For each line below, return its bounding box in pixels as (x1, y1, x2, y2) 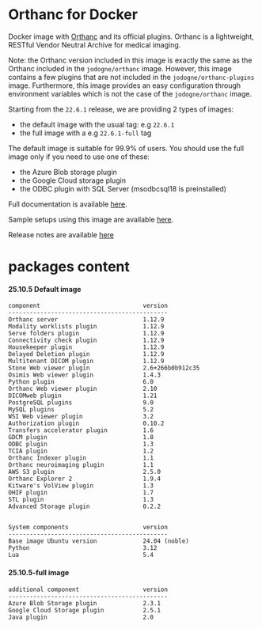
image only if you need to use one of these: (8, 152, 150, 161)
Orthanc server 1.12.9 (8, 316, 165, 324)
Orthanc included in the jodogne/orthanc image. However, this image (8, 63, 232, 73)
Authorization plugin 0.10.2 (8, 419, 165, 428)
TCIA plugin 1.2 (8, 447, 154, 456)
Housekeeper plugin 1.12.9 (8, 343, 165, 351)
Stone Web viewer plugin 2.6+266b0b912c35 (8, 364, 200, 373)
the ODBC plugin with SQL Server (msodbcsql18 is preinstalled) (19, 184, 227, 193)
